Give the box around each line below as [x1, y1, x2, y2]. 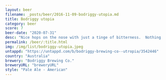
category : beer [5, 21, 37, 26]
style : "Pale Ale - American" [5, 68, 68, 73]
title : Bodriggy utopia [5, 16, 55, 21]
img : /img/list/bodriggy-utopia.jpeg [5, 44, 83, 49]
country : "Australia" [5, 53, 50, 59]
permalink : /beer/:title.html [5, 40, 68, 45]
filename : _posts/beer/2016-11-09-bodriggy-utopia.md [5, 12, 119, 17]
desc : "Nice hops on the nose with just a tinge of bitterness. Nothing [5, 35, 162, 40]
